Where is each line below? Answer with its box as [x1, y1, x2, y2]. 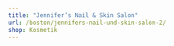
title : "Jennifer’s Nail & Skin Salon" [8, 11, 139, 19]
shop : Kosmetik [8, 26, 58, 34]
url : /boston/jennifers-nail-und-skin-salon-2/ [8, 19, 167, 27]
